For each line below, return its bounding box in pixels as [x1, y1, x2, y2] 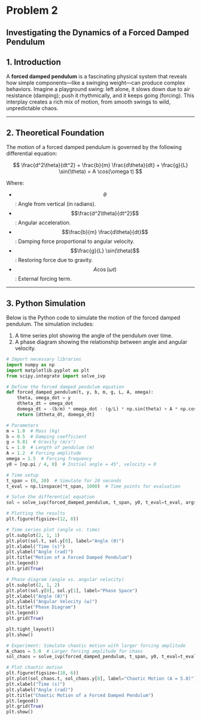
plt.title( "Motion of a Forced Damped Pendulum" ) [6, 555, 133, 561]
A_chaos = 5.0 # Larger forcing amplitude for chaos [6, 648, 144, 654]
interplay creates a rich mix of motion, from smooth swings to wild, [6, 98, 171, 105]
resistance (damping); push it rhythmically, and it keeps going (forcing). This [6, 92, 194, 99]
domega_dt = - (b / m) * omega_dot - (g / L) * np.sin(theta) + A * [17, 406, 178, 412]
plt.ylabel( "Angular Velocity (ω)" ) [6, 599, 98, 605]
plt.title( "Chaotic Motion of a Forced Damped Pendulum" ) [6, 692, 154, 698]
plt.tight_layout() [6, 626, 55, 632]
